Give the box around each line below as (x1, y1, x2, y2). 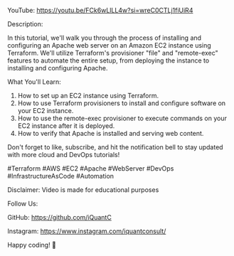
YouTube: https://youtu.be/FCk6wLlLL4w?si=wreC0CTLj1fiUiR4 (7, 6, 193, 14)
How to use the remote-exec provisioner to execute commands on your (17, 114, 228, 122)
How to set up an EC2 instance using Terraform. (17, 92, 159, 100)
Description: (7, 20, 43, 28)
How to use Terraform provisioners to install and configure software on (17, 99, 226, 107)
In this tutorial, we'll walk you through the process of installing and (7, 33, 201, 42)
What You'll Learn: (7, 78, 62, 86)
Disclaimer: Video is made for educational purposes (7, 186, 159, 194)
